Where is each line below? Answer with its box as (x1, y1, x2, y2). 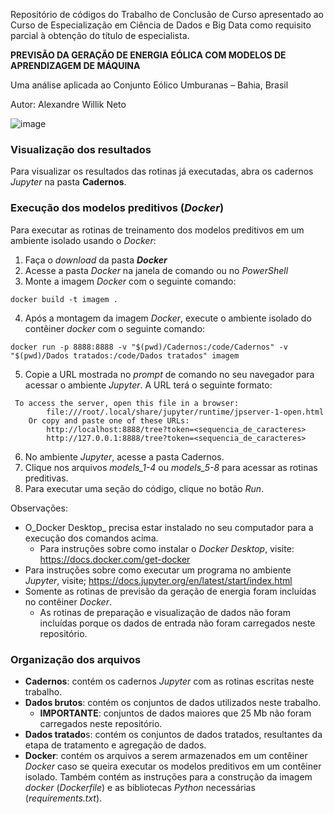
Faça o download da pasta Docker (24, 254, 168, 266)
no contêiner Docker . (24, 595, 112, 608)
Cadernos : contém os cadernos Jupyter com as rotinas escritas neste (24, 675, 315, 687)
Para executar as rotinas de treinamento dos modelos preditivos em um (10, 224, 305, 236)
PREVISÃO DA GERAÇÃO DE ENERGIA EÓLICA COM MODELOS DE (10, 49, 287, 61)
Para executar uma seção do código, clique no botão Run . (24, 482, 265, 494)
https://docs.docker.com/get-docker (39, 553, 191, 565)
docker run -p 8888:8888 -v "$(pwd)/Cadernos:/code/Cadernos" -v (10, 342, 288, 352)
